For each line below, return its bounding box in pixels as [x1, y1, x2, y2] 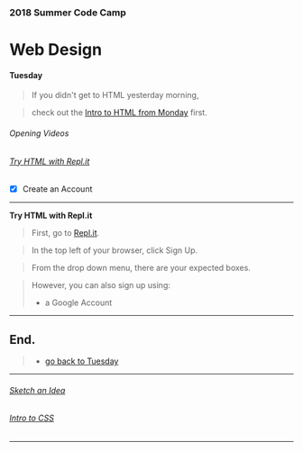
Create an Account [22, 184, 93, 194]
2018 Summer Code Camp [9, 6, 126, 19]
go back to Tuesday [44, 356, 119, 366]
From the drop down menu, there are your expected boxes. [31, 263, 251, 274]
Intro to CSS [9, 412, 54, 424]
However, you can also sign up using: [31, 280, 171, 291]
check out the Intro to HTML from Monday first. [31, 107, 207, 118]
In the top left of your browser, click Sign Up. [31, 245, 198, 256]
